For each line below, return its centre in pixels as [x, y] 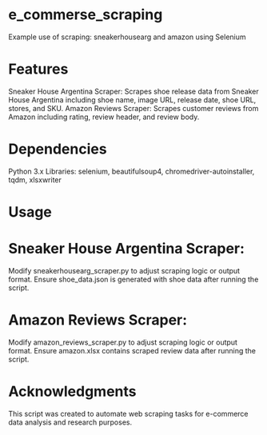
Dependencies [58, 149]
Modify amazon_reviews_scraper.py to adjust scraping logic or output [123, 342]
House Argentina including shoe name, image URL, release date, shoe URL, [132, 100]
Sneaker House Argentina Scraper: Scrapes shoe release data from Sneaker [134, 91]
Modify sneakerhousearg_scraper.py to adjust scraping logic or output [124, 270]
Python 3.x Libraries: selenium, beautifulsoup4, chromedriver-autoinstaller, [132, 171]
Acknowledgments [73, 391]
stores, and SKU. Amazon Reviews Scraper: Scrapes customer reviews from [133, 108]
